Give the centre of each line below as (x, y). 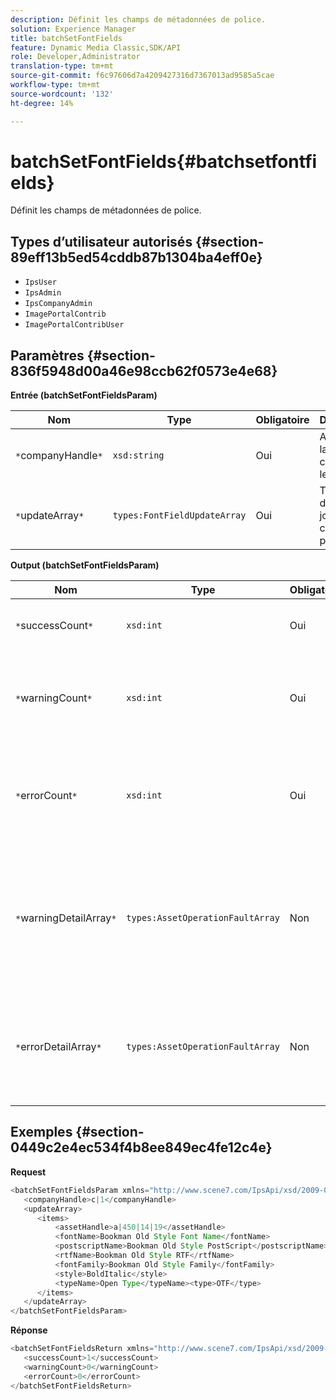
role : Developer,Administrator (75, 57)
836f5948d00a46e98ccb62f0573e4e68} (144, 371)
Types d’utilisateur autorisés (101, 241)
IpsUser (40, 282)
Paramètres (47, 355)
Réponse (29, 1330)
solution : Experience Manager (73, 29)
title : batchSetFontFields (66, 38)
